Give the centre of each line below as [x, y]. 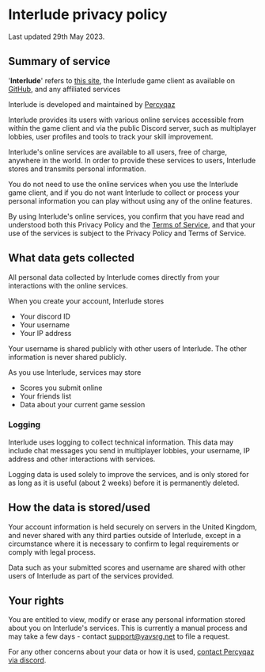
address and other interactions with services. [82, 459]
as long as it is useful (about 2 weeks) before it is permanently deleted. [124, 483]
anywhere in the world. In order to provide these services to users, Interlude [132, 160]
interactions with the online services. [68, 285]
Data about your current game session [82, 404]
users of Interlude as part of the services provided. [91, 575]
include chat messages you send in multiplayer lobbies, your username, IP [129, 450]
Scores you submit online [61, 388]
